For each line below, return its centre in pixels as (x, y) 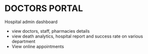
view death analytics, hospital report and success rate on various (77, 36)
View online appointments (38, 46)
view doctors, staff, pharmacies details (51, 31)
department (23, 41)
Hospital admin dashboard (31, 22)
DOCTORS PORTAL (44, 8)
